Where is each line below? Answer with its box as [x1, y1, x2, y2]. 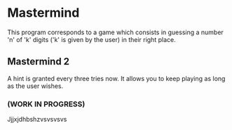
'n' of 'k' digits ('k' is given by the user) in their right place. [7, 35, 177, 43]
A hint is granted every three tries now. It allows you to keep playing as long [7, 74, 226, 82]
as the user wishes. [7, 82, 64, 90]
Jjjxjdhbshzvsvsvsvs [7, 115, 67, 124]
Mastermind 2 [7, 56, 70, 68]
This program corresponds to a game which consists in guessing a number [7, 28, 224, 36]
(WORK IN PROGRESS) [7, 99, 86, 109]
